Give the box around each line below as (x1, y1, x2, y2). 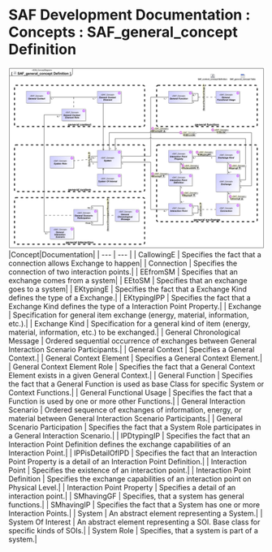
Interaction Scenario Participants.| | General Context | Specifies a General (8, 345, 255, 355)
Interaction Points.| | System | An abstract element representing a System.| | (8, 509, 263, 519)
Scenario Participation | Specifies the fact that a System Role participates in (8, 422, 261, 432)
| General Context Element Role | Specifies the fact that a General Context (8, 362, 256, 372)
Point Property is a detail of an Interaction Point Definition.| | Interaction (8, 457, 248, 467)
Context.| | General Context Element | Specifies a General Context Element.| (8, 353, 262, 363)
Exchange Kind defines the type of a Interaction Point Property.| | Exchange (8, 302, 261, 312)
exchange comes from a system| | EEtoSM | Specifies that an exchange (8, 276, 248, 286)
